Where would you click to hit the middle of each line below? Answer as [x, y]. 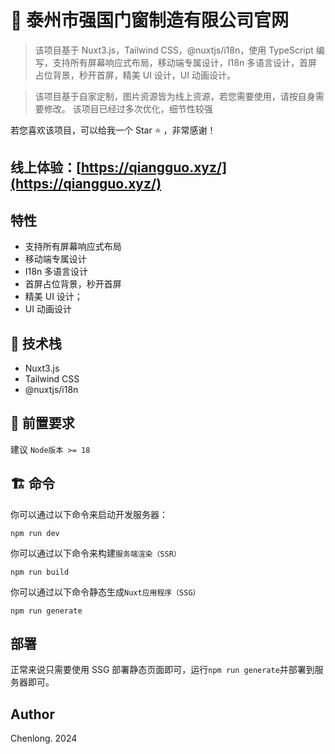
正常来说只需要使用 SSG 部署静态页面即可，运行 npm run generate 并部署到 [162, 670]
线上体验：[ [46, 167]
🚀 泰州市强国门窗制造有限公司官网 [150, 20]
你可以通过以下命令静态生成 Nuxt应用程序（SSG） [105, 592]
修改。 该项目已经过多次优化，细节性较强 [128, 108]
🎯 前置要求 [42, 423]
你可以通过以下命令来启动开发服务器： [89, 514]
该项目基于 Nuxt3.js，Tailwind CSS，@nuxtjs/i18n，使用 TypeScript [174, 50]
